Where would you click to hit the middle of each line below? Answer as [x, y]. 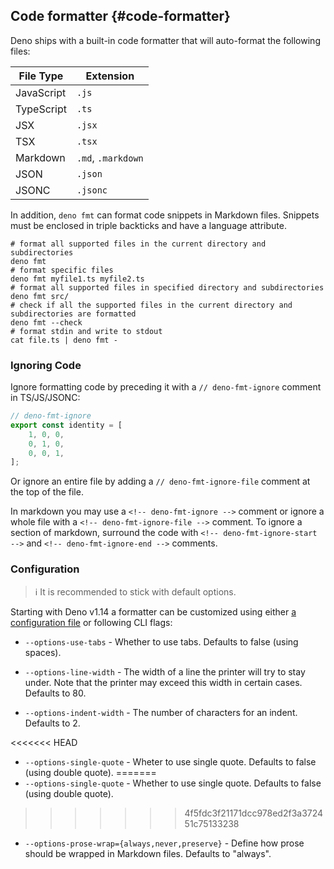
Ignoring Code [46, 365]
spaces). [43, 652]
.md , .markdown [110, 157]
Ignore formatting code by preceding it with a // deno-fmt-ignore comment [166, 387]
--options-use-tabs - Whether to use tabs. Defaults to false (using [161, 641]
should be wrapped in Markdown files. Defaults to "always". [148, 853]
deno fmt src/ [40, 296]
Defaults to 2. [52, 723]
